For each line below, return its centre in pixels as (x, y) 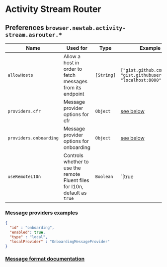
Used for (77, 48)
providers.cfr (24, 111)
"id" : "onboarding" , (32, 228)
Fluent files (76, 180)
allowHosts (20, 75)
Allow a (72, 57)
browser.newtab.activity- (85, 28)
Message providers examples (42, 213)
